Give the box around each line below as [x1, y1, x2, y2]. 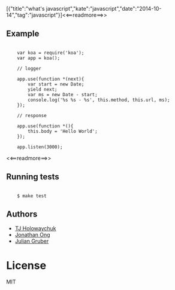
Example [6, 29, 40, 39]
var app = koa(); [17, 55, 61, 61]
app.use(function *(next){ [17, 76, 85, 82]
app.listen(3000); [17, 144, 63, 150]
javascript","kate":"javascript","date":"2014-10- [46, 5, 162, 12]
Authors [6, 209, 38, 219]
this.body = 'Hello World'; [28, 128, 98, 134]
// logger [17, 65, 42, 71]
